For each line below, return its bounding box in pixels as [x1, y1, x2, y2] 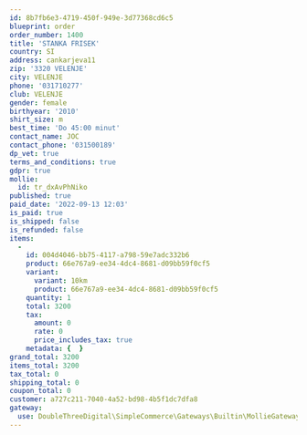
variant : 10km [33, 276, 89, 285]
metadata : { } [26, 344, 84, 353]
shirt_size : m [9, 115, 64, 124]
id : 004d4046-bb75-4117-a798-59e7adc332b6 [26, 251, 190, 260]
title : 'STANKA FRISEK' [9, 38, 101, 48]
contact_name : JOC [9, 132, 79, 141]
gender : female [9, 98, 68, 108]
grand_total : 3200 [9, 352, 79, 361]
